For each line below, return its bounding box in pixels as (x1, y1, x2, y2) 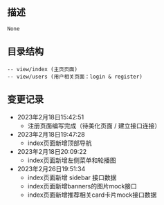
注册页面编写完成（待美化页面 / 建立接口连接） (27, 121, 161, 130)
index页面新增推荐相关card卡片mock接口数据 (27, 191, 157, 199)
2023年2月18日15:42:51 (17, 113, 84, 121)
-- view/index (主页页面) (7, 66, 78, 72)
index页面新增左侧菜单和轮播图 (27, 156, 116, 164)
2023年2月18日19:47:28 (17, 130, 85, 139)
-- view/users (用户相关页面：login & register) (7, 73, 143, 80)
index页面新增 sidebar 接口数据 (27, 173, 117, 182)
